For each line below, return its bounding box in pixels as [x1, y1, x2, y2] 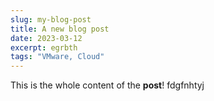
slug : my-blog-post [10, 14, 92, 25]
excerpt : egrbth [10, 42, 78, 53]
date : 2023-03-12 [10, 33, 83, 43]
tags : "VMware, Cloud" [10, 52, 105, 62]
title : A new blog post [10, 24, 110, 34]
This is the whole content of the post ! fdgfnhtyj [10, 79, 205, 91]
